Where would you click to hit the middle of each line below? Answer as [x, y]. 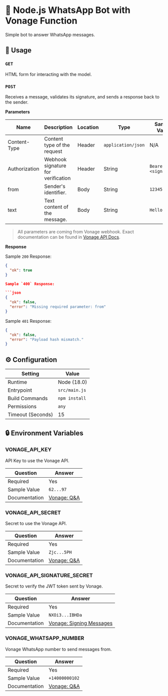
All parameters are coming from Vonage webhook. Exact [75, 231]
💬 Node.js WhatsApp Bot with [68, 10]
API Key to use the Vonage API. [37, 460]
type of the [57, 145]
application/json [124, 145]
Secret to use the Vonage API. [36, 524]
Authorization [23, 168]
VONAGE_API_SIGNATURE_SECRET [49, 576]
